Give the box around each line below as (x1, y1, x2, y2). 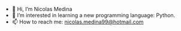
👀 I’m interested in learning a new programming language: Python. (11, 12, 176, 19)
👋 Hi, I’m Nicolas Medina (11, 6, 73, 12)
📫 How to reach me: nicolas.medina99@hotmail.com (11, 18, 144, 25)
